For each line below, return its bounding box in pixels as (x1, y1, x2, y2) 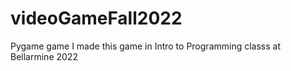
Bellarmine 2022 (10, 50, 78, 62)
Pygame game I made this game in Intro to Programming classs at (10, 40, 281, 52)
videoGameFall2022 (10, 7, 183, 30)
